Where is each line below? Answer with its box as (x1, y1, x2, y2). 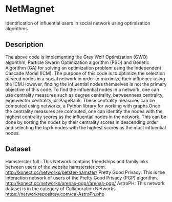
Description (5, 40, 44, 49)
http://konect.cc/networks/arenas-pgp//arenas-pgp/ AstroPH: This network (5, 180, 165, 186)
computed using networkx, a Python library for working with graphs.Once (5, 103, 160, 109)
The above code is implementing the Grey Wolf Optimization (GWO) (5, 54, 148, 60)
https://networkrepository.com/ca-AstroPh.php (5, 191, 105, 197)
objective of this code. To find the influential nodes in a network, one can (5, 86, 160, 93)
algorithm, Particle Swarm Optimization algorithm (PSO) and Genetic (5, 59, 149, 65)
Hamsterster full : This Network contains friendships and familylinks (5, 158, 148, 164)
